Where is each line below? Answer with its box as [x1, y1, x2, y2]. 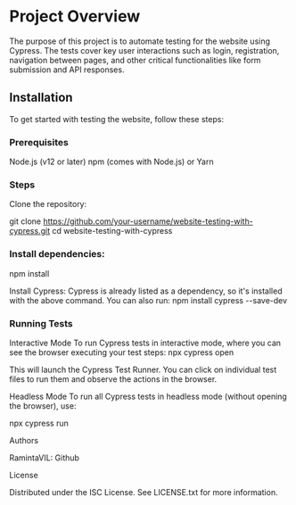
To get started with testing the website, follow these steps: [9, 113, 225, 124]
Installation [9, 90, 73, 105]
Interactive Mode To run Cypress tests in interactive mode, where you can [9, 337, 282, 348]
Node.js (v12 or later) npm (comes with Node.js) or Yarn [9, 156, 214, 167]
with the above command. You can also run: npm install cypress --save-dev [9, 294, 288, 305]
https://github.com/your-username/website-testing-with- [43, 216, 254, 227]
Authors [9, 435, 38, 445]
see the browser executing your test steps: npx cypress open [9, 346, 234, 358]
